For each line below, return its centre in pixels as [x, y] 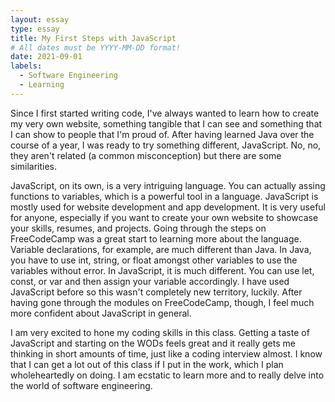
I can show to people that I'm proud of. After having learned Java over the [162, 134]
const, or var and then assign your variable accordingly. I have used [150, 281]
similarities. [34, 166]
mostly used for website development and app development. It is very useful [168, 207]
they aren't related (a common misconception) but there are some [146, 155]
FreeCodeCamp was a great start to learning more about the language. [156, 238]
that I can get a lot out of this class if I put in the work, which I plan [147, 364]
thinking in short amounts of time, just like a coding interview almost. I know [166, 353]
